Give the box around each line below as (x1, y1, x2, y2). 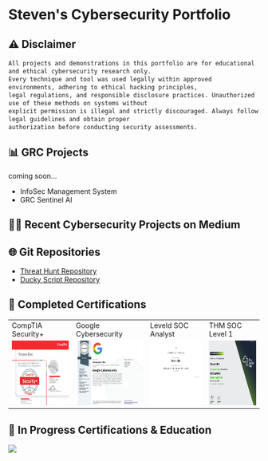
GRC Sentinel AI (19, 195, 73, 204)
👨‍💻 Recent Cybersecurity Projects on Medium (8, 218, 241, 232)
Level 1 (208, 329, 234, 338)
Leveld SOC (150, 321, 189, 330)
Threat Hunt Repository (19, 266, 97, 276)
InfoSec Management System (19, 186, 117, 196)
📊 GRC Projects (8, 146, 89, 160)
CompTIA (11, 321, 42, 330)
